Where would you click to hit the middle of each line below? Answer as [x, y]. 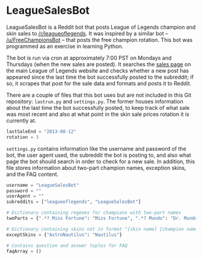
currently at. [21, 120]
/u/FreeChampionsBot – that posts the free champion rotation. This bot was [99, 40]
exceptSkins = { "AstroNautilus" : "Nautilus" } [64, 235]
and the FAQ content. [32, 174]
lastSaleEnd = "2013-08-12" [41, 132]
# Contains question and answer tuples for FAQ [67, 246]
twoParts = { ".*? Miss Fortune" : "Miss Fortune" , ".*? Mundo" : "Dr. [94, 219]
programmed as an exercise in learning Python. [65, 46]
